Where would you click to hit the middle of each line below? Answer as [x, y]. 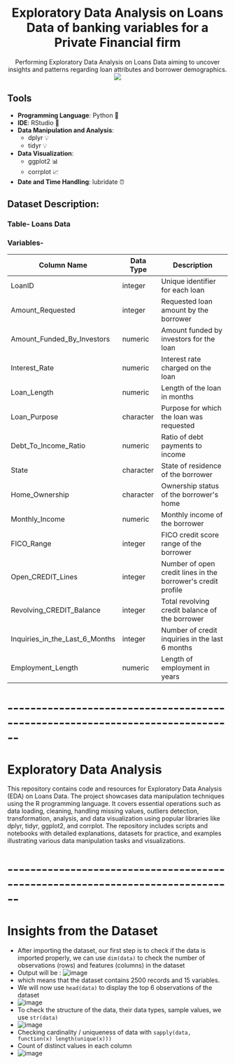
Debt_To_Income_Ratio [48, 446]
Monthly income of [192, 515]
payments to [182, 446]
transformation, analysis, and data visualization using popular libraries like [114, 818]
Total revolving [185, 602]
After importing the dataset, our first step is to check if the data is [112, 950]
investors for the [188, 339]
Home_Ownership [40, 495]
